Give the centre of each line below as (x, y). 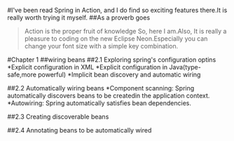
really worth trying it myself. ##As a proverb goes (79, 18)
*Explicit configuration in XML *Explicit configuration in (88, 67)
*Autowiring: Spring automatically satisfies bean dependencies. (99, 103)
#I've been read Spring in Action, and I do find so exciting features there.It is (117, 10)
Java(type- (185, 67)
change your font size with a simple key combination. (101, 46)
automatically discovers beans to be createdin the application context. (109, 95)
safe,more (22, 74)
